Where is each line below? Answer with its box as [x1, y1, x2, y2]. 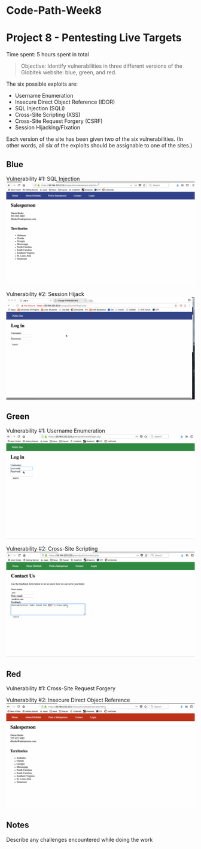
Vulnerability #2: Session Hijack [6, 290, 85, 297]
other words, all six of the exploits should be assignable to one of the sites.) [6, 142, 193, 149]
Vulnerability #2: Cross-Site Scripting [6, 545, 98, 552]
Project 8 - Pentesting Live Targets [6, 31, 182, 45]
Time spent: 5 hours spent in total [6, 51, 89, 58]
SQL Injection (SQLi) [14, 105, 65, 112]
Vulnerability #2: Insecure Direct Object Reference [6, 696, 130, 703]
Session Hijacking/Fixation [14, 124, 81, 131]
